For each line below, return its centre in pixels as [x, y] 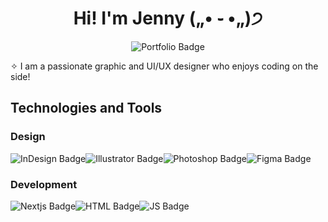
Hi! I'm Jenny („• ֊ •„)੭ [168, 18]
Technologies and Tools [86, 108]
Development [44, 184]
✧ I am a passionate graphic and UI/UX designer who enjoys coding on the [164, 66]
